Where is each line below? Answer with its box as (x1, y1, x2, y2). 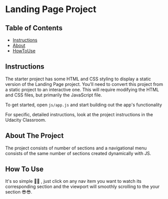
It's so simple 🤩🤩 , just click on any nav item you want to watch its (5, 178, 142, 184)
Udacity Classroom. (5, 117, 46, 123)
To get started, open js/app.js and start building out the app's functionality (5, 102, 162, 108)
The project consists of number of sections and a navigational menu (5, 145, 147, 151)
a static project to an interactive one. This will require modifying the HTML (5, 86, 159, 92)
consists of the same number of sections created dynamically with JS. (5, 150, 151, 156)
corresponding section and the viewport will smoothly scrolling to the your (5, 183, 160, 190)
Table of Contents (5, 24, 63, 32)
